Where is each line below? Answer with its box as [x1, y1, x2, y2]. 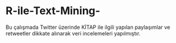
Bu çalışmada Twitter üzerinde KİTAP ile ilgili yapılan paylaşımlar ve [5, 24, 171, 31]
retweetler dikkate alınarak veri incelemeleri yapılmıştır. [5, 29, 141, 37]
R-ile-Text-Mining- [5, 4, 101, 18]
